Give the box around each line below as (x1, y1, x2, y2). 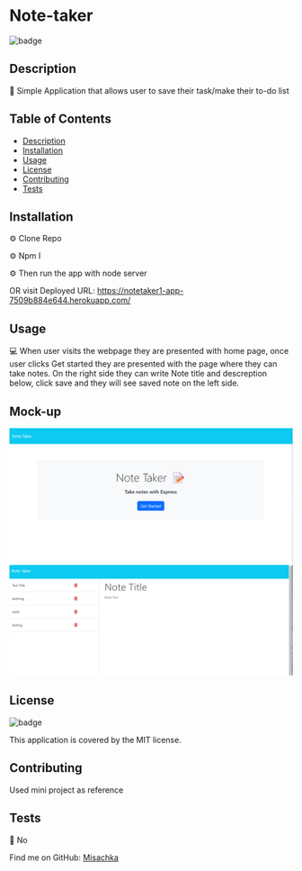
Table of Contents (9, 112, 112, 127)
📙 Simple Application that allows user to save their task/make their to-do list (9, 85, 289, 95)
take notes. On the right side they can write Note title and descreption (9, 368, 268, 379)
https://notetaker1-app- (97, 286, 184, 296)
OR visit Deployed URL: (9, 286, 96, 296)
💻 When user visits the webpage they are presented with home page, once (9, 346, 289, 357)
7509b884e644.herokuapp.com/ (9, 295, 131, 306)
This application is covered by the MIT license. (9, 734, 182, 745)
